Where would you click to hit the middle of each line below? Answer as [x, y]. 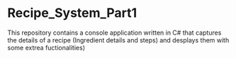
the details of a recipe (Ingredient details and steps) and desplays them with [118, 40]
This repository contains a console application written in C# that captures [114, 33]
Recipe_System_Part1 [72, 13]
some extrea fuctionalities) [46, 47]
